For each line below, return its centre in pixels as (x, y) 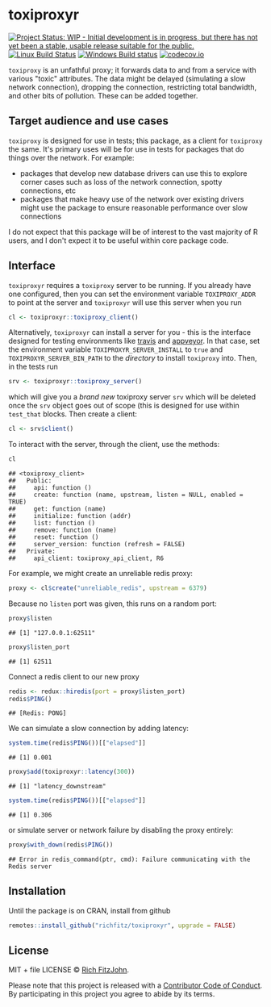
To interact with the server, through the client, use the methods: (114, 445)
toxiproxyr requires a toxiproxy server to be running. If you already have (130, 285)
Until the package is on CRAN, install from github (90, 910)
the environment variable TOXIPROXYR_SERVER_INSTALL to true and (116, 349)
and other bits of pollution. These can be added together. (103, 95)
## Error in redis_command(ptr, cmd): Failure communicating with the (129, 859)
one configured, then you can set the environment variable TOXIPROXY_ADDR (132, 294)
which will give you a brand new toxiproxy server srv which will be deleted (132, 397)
